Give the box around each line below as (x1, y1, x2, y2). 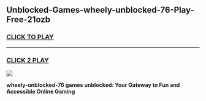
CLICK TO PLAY (6, 33, 54, 42)
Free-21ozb (6, 15, 51, 25)
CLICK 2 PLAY (6, 56, 49, 64)
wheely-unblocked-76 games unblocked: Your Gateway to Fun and (6, 81, 180, 88)
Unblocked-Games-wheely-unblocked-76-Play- (6, 5, 194, 15)
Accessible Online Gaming (6, 88, 75, 95)
